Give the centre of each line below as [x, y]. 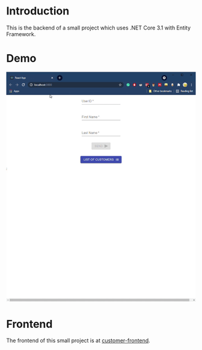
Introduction [38, 11]
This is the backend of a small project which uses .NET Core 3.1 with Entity [99, 28]
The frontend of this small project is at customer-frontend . [78, 340]
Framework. [21, 34]
